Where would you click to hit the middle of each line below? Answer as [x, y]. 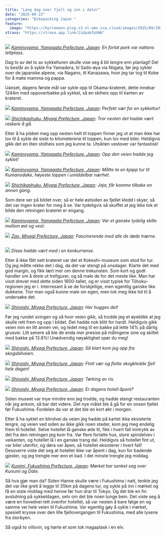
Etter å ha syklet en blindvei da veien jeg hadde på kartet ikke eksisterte [78, 419]
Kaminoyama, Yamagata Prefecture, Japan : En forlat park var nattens [83, 47]
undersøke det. [21, 297]
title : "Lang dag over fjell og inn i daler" [53, 10]
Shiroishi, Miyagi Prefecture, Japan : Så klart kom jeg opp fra [73, 348]
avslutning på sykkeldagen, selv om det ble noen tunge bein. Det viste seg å [83, 496]
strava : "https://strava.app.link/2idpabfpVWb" [55, 33]
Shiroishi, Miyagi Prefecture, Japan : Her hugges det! [65, 307]
